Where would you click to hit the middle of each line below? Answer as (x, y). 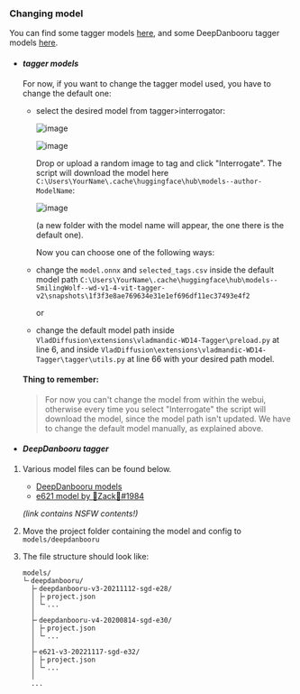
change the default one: (67, 93)
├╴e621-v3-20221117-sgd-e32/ (86, 652)
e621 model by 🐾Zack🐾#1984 (90, 495)
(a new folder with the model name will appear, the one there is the (160, 225)
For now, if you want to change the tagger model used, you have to (147, 83)
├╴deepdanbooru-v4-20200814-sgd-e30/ (102, 620)
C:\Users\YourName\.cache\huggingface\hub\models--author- (149, 181)
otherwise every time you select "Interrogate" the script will (155, 409)
